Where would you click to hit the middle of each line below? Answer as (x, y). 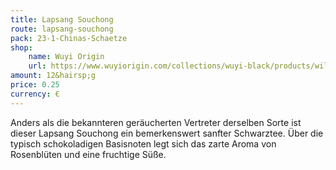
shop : (21, 47)
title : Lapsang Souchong (62, 19)
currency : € (35, 94)
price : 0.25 (35, 85)
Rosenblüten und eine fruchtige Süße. (88, 154)
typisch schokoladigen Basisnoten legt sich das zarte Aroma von (143, 143)
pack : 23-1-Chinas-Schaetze (69, 38)
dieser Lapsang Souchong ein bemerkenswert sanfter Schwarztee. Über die (167, 133)
